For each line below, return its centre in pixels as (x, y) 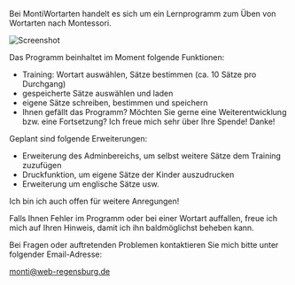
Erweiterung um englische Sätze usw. (90, 184)
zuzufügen (42, 165)
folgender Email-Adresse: (56, 254)
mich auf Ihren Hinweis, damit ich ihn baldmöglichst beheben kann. (132, 227)
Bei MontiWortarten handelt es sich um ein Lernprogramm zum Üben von (143, 14)
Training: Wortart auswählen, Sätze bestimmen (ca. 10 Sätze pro (139, 74)
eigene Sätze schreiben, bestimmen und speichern (115, 103)
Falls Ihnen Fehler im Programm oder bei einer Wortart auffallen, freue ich (143, 218)
